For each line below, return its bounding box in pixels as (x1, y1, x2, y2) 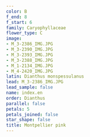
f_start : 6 (6, 19, 33, 25)
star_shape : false (6, 117, 51, 123)
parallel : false (6, 100, 45, 107)
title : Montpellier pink (6, 122, 66, 128)
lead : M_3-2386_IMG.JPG (6, 79, 64, 85)
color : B (6, 8, 27, 15)
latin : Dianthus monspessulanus (6, 73, 84, 79)
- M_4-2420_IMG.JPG (6, 68, 53, 74)
